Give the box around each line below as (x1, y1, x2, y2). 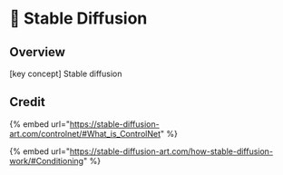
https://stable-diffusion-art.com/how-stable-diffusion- (69, 145, 274, 157)
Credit (9, 94, 45, 110)
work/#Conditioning (9, 155, 84, 166)
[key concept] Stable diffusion (9, 68, 122, 79)
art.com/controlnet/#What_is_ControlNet (9, 128, 161, 139)
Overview (9, 44, 66, 60)
